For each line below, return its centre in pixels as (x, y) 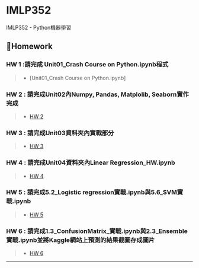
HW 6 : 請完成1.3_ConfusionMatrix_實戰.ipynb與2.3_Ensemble (97, 231)
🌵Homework (30, 47)
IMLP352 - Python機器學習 (39, 27)
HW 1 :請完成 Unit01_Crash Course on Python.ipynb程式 (87, 65)
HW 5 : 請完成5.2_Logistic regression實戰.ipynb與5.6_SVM (92, 192)
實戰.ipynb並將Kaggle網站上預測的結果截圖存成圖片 (81, 240)
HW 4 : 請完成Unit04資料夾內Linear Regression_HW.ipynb (91, 162)
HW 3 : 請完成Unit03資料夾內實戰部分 (60, 133)
